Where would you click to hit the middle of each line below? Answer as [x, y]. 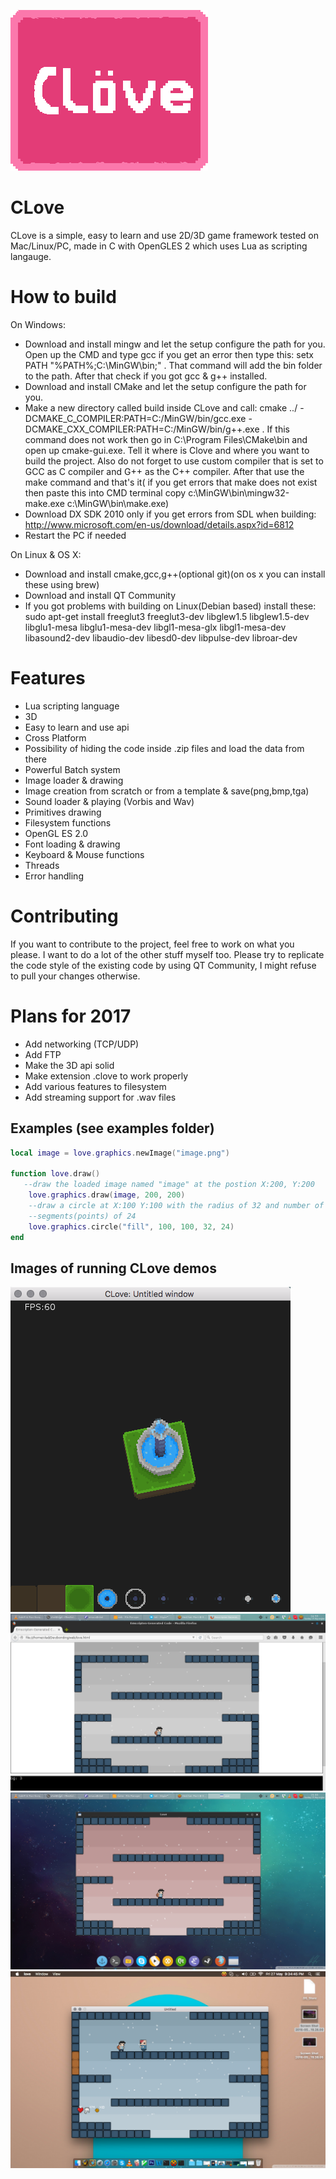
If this [278, 429]
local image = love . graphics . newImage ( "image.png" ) [120, 1153]
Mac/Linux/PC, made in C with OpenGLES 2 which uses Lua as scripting [159, 246]
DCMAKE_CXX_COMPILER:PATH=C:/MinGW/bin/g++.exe [142, 429]
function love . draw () [55, 1174]
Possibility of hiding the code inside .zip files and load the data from [164, 748]
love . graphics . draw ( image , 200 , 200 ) [107, 1195]
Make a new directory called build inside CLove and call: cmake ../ [161, 407]
